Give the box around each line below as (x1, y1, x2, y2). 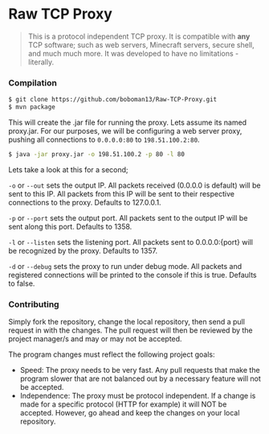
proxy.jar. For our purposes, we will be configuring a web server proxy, (8, 126, 243, 135)
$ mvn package (8, 103, 56, 111)
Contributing (8, 299, 59, 310)
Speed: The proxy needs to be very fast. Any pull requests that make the (19, 366, 260, 375)
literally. (27, 57, 55, 67)
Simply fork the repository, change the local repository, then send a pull (8, 317, 245, 327)
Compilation (8, 77, 58, 89)
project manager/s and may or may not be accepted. (8, 334, 182, 344)
